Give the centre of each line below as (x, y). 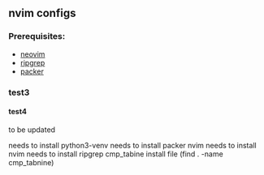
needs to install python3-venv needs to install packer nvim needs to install (133, 145)
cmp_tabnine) (31, 162)
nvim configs (42, 13)
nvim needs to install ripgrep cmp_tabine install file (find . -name (116, 154)
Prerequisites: (37, 36)
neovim (32, 54)
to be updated (32, 130)
